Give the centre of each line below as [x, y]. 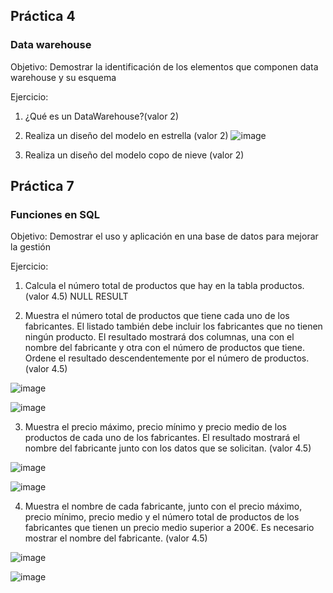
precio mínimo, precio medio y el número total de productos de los [162, 517]
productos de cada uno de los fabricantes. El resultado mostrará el [162, 438]
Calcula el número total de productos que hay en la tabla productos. [164, 286]
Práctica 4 [43, 16]
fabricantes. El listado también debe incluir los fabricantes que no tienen [173, 326]
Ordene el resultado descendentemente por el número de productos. [167, 358]
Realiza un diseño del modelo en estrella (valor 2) [126, 135]
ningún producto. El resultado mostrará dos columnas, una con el [159, 337]
